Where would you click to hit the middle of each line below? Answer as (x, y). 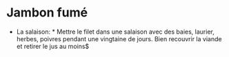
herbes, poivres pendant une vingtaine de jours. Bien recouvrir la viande (119, 38)
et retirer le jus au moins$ (53, 46)
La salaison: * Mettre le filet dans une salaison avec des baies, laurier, (116, 32)
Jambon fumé (47, 13)
